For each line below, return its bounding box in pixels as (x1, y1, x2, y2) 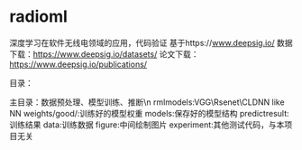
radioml (9, 6, 68, 27)
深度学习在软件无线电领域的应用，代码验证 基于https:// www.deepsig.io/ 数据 (9, 37, 293, 48)
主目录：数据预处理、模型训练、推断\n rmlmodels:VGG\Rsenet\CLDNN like (9, 97, 286, 108)
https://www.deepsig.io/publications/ (9, 59, 147, 70)
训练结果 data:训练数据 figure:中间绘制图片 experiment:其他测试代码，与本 (9, 119, 285, 130)
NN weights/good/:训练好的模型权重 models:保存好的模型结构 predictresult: (9, 108, 290, 118)
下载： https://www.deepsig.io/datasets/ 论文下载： (9, 48, 199, 60)
